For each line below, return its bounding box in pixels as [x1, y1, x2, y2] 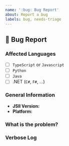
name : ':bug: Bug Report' [5, 7, 59, 13]
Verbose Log [5, 134, 37, 141]
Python [12, 68, 26, 73]
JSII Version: [12, 103, 40, 109]
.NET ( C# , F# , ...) [12, 79, 45, 85]
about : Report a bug [5, 12, 48, 17]
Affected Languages [5, 50, 56, 57]
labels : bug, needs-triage [5, 17, 61, 22]
